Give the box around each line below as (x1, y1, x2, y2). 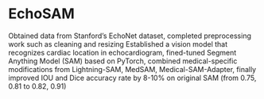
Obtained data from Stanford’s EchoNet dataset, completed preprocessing (8, 31, 252, 40)
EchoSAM (8, 5, 75, 23)
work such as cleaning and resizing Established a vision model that (8, 39, 228, 48)
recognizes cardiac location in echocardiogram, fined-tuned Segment (8, 48, 237, 57)
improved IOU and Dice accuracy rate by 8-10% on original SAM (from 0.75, (8, 73, 257, 82)
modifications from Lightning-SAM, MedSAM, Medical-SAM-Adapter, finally (8, 64, 257, 74)
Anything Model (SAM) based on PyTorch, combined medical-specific (8, 56, 238, 66)
